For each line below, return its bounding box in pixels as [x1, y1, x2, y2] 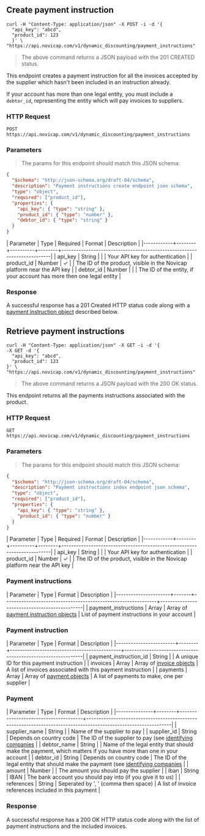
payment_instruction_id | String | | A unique [89, 653, 199, 660]
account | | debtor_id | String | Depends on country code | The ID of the [6, 754, 187, 761]
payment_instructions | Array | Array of [89, 604, 188, 611]
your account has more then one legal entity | [6, 273, 121, 280]
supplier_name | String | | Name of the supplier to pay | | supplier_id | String [6, 728, 197, 735]
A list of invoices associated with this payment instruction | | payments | [6, 666, 188, 673]
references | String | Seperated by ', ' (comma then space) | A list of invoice [6, 780, 197, 787]
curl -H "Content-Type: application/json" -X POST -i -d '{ [6, 21, 163, 27]
